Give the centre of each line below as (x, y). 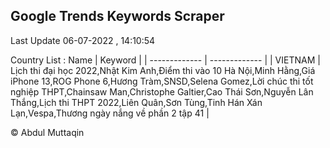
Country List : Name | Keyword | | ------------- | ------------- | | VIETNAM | (165, 60)
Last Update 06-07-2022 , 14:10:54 (83, 40)
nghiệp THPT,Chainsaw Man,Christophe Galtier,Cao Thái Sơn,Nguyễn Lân (162, 91)
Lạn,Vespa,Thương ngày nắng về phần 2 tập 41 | (110, 113)
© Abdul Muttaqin (47, 132)
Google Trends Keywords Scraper (117, 16)
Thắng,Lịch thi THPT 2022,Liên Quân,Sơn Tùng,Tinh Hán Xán (136, 102)
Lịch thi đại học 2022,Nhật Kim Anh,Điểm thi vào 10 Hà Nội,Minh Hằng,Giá (163, 70)
